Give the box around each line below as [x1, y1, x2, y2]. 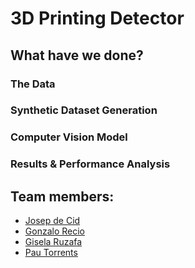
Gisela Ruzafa [24, 236, 83, 248]
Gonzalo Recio [24, 225, 85, 237]
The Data [10, 77, 56, 91]
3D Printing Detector [10, 7, 185, 30]
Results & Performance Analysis [10, 157, 171, 171]
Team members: [10, 188, 115, 205]
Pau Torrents [24, 247, 78, 259]
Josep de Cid [24, 215, 81, 227]
